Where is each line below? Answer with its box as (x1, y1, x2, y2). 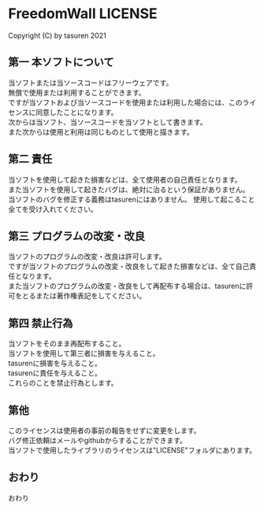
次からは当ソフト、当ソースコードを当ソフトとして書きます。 (8, 117, 207, 127)
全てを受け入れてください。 (8, 204, 98, 213)
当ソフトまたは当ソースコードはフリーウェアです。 (8, 78, 173, 87)
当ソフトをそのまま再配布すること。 (8, 339, 126, 349)
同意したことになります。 (35, 107, 118, 116)
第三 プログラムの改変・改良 (8, 229, 146, 242)
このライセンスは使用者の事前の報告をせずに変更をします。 (8, 426, 201, 435)
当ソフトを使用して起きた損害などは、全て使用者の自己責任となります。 (8, 175, 242, 184)
